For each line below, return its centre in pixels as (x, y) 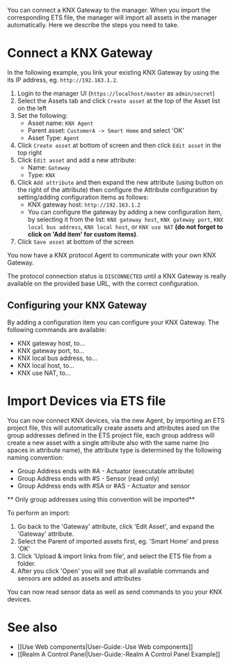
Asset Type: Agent (54, 137)
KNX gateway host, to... (51, 343)
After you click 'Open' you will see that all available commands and (113, 571)
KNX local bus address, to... (57, 358)
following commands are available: (57, 329)
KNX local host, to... (46, 365)
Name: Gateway (49, 167)
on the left (32, 108)
